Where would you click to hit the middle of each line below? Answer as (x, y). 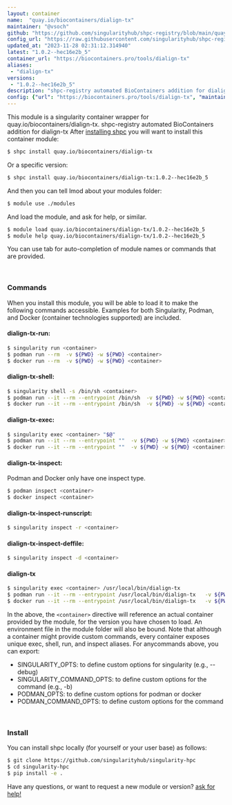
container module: (33, 139)
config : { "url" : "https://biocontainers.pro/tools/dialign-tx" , (101, 98)
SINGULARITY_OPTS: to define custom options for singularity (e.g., (113, 664)
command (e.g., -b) (45, 687)
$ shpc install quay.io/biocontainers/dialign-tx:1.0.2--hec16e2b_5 (108, 177)
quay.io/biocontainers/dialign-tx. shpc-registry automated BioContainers (110, 124)
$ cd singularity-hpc (38, 767)
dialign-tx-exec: (31, 419)
